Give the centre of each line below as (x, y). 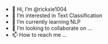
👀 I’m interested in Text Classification (57, 15)
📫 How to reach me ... (39, 35)
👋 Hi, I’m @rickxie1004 (39, 9)
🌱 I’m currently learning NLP (46, 22)
